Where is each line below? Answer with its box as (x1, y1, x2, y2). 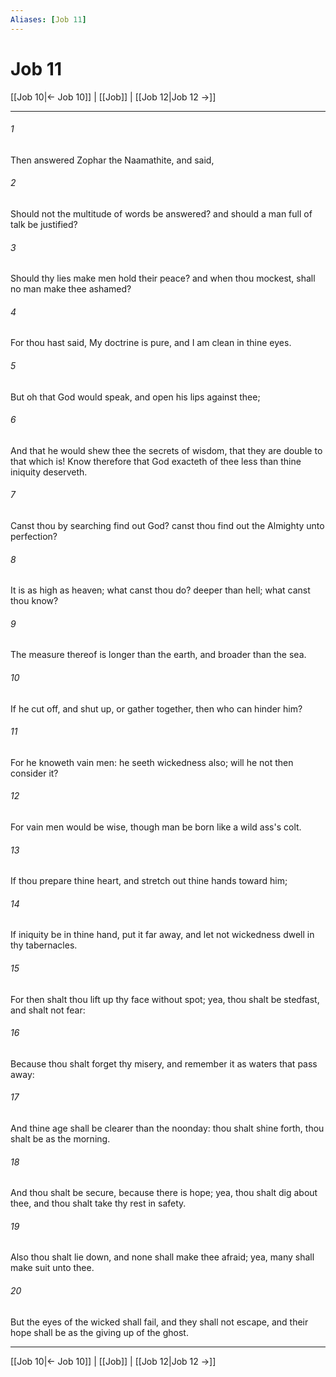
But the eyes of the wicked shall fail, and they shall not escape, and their (10, 1316, 309, 1328)
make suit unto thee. (10, 1262, 95, 1274)
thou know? (10, 595, 59, 607)
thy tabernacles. (10, 939, 78, 951)
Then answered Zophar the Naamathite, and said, (10, 154, 215, 166)
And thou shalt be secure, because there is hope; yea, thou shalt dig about (10, 1187, 318, 1199)
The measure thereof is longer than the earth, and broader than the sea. (10, 649, 307, 661)
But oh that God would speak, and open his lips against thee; (10, 391, 261, 403)
